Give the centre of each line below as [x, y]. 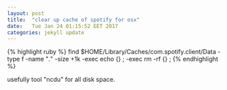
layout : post [26, 13]
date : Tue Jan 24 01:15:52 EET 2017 [63, 26]
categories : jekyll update [46, 32]
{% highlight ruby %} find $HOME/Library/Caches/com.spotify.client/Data [112, 52]
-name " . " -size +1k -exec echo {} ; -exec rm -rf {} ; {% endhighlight [122, 59]
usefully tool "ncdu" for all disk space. [61, 80]
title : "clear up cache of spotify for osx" [73, 20]
